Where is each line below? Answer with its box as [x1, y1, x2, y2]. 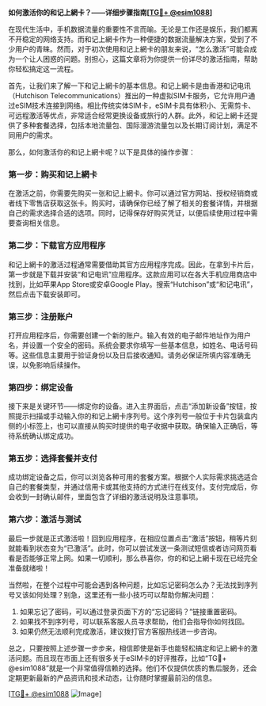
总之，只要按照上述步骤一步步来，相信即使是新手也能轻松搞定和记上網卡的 [8, 643, 251, 653]
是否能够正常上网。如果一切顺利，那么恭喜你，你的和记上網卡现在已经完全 [14, 553, 258, 563]
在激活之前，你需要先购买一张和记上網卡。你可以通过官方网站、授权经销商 [8, 189, 251, 198]
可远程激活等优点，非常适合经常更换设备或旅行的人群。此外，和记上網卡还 [8, 111, 251, 120]
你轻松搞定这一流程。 [8, 64, 78, 74]
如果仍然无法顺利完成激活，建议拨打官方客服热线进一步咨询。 [19, 626, 222, 636]
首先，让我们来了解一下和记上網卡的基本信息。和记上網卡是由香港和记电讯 [8, 81, 251, 90]
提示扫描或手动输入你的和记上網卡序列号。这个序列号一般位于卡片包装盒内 [14, 411, 258, 421]
